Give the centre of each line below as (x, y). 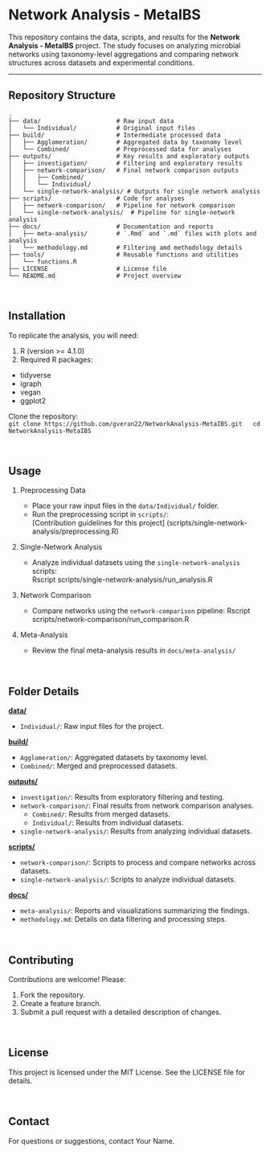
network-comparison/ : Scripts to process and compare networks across (137, 862)
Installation (37, 316)
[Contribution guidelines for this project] (98, 523)
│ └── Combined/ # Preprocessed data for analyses (120, 149)
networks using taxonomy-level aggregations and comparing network (124, 54)
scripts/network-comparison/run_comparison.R (110, 620)
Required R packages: (56, 359)
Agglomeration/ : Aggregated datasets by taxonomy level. (114, 758)
